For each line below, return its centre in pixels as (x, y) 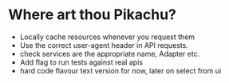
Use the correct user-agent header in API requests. (104, 45)
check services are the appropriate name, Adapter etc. (110, 53)
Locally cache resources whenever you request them (107, 37)
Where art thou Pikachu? (93, 15)
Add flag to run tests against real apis (81, 62)
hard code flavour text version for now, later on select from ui (120, 70)
